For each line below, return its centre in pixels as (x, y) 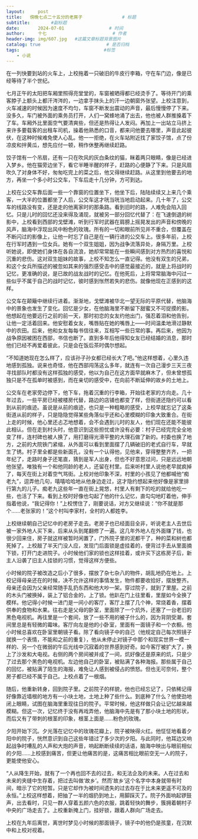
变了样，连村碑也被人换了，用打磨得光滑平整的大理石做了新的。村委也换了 (96, 437)
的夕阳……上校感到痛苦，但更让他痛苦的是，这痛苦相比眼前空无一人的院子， (98, 753)
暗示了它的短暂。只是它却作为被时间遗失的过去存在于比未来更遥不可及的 (104, 788)
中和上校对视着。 (27, 830)
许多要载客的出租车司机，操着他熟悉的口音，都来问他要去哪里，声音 (94, 130)
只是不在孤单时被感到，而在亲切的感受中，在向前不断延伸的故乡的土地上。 (101, 380)
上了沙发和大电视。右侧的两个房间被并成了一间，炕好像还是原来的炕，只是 (96, 654)
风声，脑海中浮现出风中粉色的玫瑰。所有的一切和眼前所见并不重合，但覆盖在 (99, 229)
